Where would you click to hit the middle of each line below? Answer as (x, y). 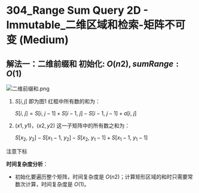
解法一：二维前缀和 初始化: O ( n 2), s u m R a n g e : (93, 64)
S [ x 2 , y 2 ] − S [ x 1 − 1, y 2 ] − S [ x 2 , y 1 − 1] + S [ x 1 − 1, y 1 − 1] (81, 138)
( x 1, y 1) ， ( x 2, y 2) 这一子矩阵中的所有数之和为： (72, 125)
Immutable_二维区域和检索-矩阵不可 (96, 25)
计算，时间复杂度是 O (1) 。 (57, 184)
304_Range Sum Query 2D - (77, 10)
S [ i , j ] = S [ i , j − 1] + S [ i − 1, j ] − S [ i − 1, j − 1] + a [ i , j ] (76, 113)
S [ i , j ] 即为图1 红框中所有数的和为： (57, 101)
